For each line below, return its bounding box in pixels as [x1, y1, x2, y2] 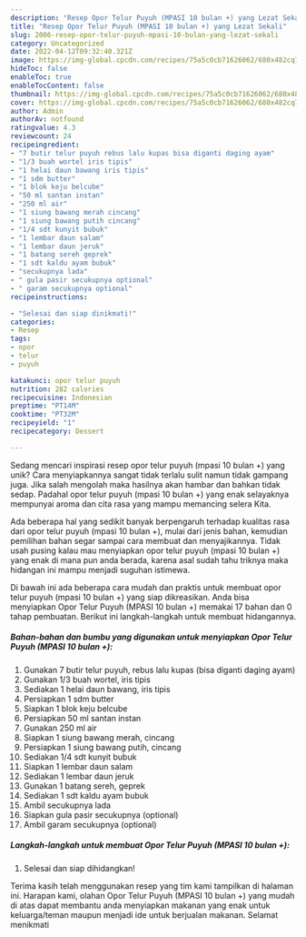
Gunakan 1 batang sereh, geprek [23, 780, 146, 791]
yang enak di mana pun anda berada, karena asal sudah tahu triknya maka [10, 554, 289, 565]
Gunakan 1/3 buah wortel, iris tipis [23, 674, 151, 685]
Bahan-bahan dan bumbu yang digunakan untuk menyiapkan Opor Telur [10, 631, 293, 642]
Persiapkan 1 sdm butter [23, 693, 114, 704]
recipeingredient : [10, 140, 80, 149]
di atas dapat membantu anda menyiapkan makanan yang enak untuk [10, 900, 271, 911]
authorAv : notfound [10, 115, 84, 124]
